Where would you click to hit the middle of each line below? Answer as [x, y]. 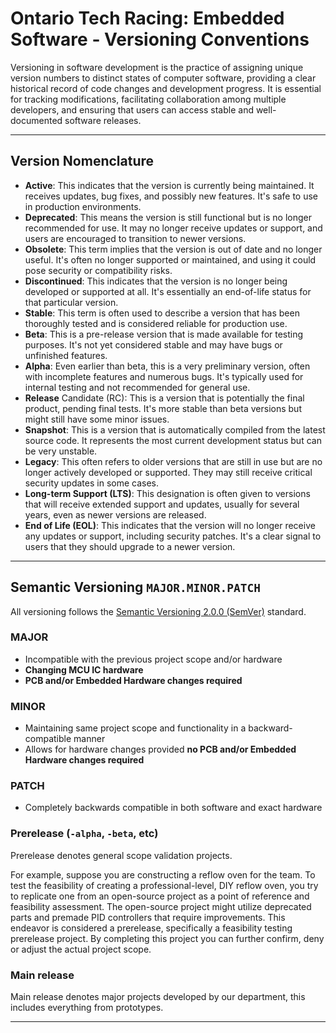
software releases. [103, 120]
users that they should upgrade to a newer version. [130, 546]
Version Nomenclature [82, 161]
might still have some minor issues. [97, 419]
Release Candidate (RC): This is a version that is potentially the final [164, 398]
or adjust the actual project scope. [81, 949]
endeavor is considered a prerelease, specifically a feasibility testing [151, 928]
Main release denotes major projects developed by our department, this [158, 997]
